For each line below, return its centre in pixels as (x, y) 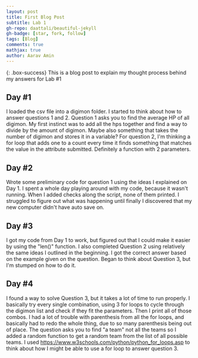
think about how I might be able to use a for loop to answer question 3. (92, 348)
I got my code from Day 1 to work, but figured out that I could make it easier (98, 240)
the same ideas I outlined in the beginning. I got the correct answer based (96, 253)
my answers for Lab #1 (34, 79)
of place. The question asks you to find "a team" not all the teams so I (91, 330)
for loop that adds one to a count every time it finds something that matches (99, 143)
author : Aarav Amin (30, 56)
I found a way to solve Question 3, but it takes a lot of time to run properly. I (98, 298)
